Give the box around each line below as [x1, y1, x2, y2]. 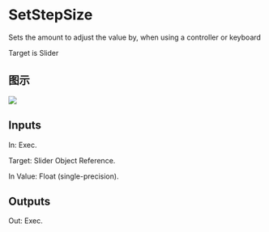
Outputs [8, 194, 51, 208]
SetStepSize [8, 6, 93, 24]
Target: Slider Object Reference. [8, 155, 116, 165]
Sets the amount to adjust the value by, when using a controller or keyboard [8, 32, 262, 42]
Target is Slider [8, 48, 59, 57]
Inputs [8, 119, 42, 133]
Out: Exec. [8, 216, 43, 226]
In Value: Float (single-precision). [8, 171, 119, 181]
